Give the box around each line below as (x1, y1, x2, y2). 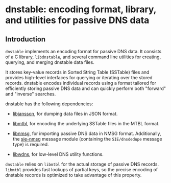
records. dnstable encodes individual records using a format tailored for (5, 80, 157, 86)
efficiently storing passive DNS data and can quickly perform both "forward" (5, 85, 166, 91)
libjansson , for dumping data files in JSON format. (12, 111, 118, 117)
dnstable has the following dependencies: (5, 101, 93, 107)
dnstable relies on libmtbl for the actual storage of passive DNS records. (5, 161, 159, 167)
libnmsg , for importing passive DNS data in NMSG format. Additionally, (12, 130, 162, 136)
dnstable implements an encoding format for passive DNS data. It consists (5, 49, 162, 54)
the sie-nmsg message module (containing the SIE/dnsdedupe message (12, 136, 162, 142)
